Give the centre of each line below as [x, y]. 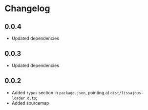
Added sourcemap [30, 103]
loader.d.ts [24, 98]
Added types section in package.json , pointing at [60, 92]
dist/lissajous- [127, 93]
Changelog [27, 9]
